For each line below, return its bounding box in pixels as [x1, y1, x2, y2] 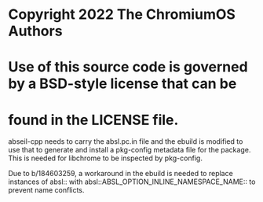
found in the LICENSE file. [8, 111, 179, 129]
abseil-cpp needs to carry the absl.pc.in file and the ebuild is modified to [8, 137, 243, 146]
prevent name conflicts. [8, 185, 85, 195]
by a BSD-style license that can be [8, 75, 237, 93]
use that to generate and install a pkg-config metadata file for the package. [8, 145, 251, 155]
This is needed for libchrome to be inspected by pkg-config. [8, 153, 203, 163]
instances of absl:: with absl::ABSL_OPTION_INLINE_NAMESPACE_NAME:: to [8, 177, 256, 186]
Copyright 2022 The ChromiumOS [8, 6, 236, 24]
